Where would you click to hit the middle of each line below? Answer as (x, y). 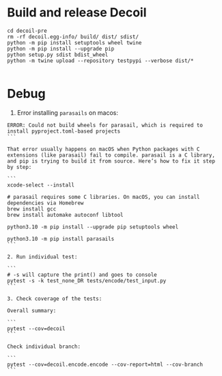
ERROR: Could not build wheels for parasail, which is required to (105, 125)
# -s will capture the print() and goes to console (82, 275)
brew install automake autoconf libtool (66, 215)
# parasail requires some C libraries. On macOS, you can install (103, 197)
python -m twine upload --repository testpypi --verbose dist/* (100, 61)
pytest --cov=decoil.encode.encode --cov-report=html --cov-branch (105, 364)
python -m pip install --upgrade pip (61, 49)
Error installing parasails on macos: (67, 112)
